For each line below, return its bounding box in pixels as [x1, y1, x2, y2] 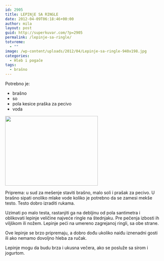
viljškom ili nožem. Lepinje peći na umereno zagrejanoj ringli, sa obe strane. [5, 220, 159, 226]
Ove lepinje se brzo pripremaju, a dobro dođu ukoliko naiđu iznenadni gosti [5, 230, 158, 236]
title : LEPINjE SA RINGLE [5, 12, 58, 17]
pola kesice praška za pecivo [12, 101, 72, 106]
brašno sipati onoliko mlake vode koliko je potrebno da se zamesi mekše [5, 195, 153, 201]
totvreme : [5, 40, 26, 45]
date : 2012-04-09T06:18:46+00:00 [5, 16, 74, 21]
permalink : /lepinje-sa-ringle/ [5, 35, 72, 40]
